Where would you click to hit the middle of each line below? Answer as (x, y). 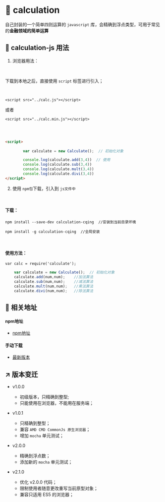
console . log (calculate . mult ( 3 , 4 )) (58, 169)
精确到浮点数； (35, 456)
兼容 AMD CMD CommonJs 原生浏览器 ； (55, 430)
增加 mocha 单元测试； (42, 436)
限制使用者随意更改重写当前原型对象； (59, 489)
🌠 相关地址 (21, 307)
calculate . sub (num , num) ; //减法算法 (54, 282)
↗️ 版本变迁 (22, 374)
